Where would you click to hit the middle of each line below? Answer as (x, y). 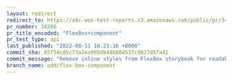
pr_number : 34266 (32, 26)
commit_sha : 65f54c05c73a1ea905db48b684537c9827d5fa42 (88, 53)
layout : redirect (32, 14)
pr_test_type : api (33, 40)
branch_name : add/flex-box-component (61, 65)
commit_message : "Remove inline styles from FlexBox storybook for (106, 59)
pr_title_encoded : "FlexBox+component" (64, 33)
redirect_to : (25, 20)
